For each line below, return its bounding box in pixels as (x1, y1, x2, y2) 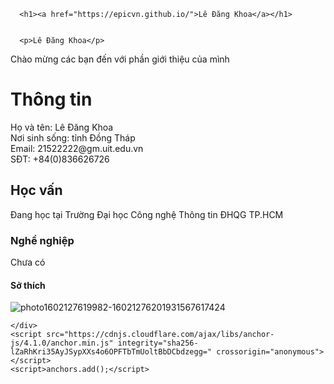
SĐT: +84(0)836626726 (10, 153, 110, 165)
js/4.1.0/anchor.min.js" (10, 338, 114, 349)
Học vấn (10, 182, 63, 199)
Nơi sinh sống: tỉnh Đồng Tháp (10, 131, 136, 144)
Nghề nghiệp (10, 233, 75, 247)
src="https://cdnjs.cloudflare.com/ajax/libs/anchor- (46, 330, 275, 340)
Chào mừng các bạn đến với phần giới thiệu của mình (10, 53, 230, 65)
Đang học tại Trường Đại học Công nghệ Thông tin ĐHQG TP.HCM (10, 208, 284, 220)
